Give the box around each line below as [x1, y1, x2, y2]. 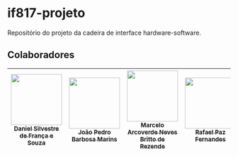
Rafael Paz [195, 128, 226, 136]
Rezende [140, 142, 165, 150]
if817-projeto [7, 5, 86, 21]
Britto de [140, 135, 165, 143]
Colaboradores [7, 49, 75, 61]
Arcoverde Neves [127, 128, 178, 136]
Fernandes [194, 135, 227, 143]
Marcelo [140, 121, 164, 129]
